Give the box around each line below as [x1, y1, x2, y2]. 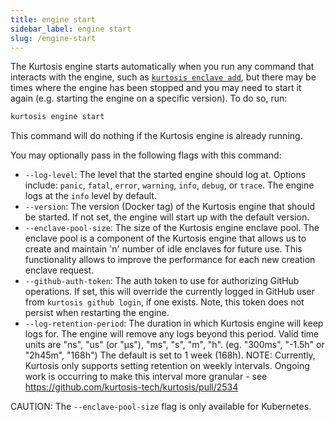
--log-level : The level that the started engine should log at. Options [24, 169, 307, 181]
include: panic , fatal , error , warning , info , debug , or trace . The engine [24, 179, 315, 191]
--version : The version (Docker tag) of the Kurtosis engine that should [24, 201, 315, 213]
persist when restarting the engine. [24, 307, 170, 319]
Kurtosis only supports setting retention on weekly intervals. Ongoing [24, 360, 310, 372]
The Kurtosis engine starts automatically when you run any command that [10, 61, 315, 73]
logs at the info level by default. [24, 190, 157, 202]
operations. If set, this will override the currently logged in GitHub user [24, 286, 315, 298]
